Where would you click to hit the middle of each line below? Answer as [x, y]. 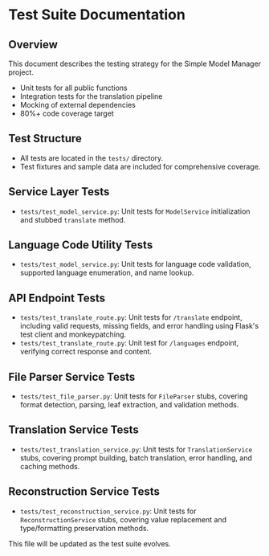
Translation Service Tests [73, 430]
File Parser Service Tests [72, 376]
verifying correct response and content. [86, 352]
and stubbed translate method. [73, 219]
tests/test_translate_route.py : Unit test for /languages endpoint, [129, 343]
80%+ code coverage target [67, 113]
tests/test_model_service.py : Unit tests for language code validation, [135, 264]
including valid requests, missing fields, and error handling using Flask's [139, 326]
